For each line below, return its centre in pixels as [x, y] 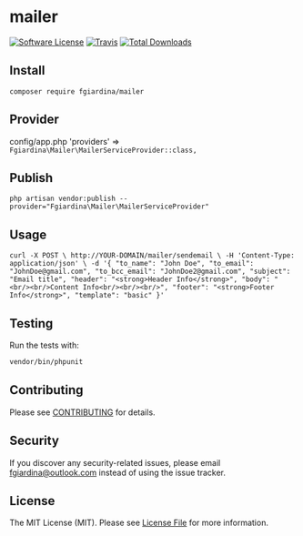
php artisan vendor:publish [63, 199]
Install [27, 71]
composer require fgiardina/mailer [77, 91]
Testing [31, 324]
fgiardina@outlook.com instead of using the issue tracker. [117, 472]
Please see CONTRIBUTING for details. [83, 412]
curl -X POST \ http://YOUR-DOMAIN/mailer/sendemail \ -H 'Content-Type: [152, 256]
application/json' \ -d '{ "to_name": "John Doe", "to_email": [132, 264]
